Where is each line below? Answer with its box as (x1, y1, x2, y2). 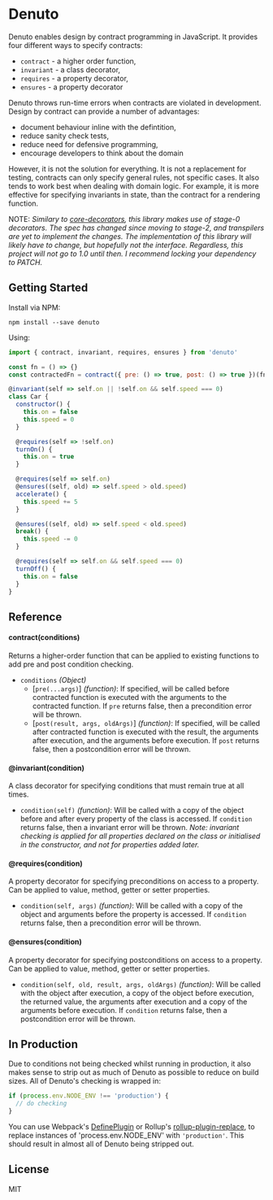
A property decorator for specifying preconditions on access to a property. (8, 876, 259, 886)
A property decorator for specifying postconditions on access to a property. (8, 954, 262, 964)
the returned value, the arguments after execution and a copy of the (19, 997, 248, 1007)
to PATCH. (8, 257, 43, 267)
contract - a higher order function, (19, 56, 136, 66)
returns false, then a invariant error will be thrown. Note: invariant (19, 823, 240, 833)
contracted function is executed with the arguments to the (32, 692, 227, 702)
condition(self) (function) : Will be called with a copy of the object (19, 806, 245, 815)
